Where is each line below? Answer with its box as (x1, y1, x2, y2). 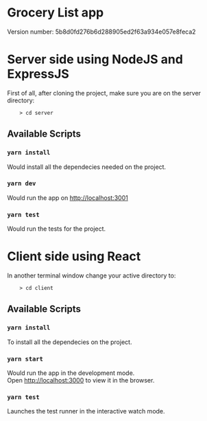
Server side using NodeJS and (7, 52, 184, 67)
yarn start (7, 355, 43, 363)
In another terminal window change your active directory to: (7, 271, 176, 280)
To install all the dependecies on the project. (7, 338, 132, 346)
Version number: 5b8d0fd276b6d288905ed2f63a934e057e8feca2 (7, 27, 197, 36)
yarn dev (7, 180, 36, 187)
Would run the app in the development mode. (7, 369, 135, 377)
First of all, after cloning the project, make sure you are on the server (7, 89, 201, 97)
